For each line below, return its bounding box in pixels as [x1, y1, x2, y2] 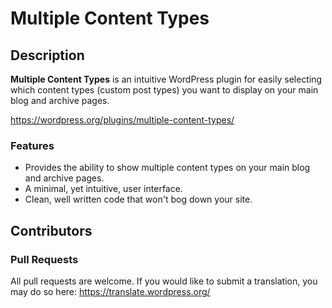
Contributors [10, 222, 93, 239]
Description [10, 47, 85, 64]
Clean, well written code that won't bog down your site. [24, 193, 253, 206]
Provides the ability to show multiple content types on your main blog [24, 162, 311, 174]
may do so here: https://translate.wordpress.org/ [10, 285, 211, 297]
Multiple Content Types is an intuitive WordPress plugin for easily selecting [10, 73, 323, 85]
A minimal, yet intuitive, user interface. [24, 183, 183, 195]
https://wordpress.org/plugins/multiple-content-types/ [10, 114, 235, 126]
